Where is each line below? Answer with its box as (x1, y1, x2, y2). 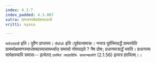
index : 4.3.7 (5, 7, 33, 13)
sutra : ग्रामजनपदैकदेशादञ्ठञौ (5, 17, 52, 22)
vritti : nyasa (5, 22, 36, 27)
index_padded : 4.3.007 (5, 12, 54, 17)
